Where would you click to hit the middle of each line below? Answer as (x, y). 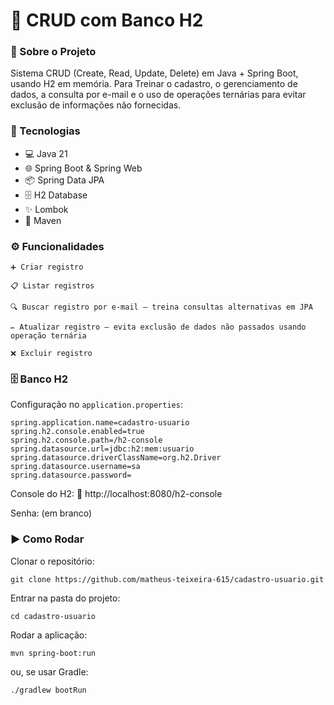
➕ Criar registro (47, 267)
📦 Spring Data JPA (64, 180)
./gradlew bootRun (48, 690)
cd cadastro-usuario (53, 616)
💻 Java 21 (46, 153)
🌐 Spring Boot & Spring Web (83, 168)
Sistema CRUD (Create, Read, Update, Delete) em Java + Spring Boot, (154, 73)
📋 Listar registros (52, 286)
